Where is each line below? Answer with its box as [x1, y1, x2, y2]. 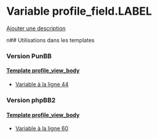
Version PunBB [6, 52, 52, 60]
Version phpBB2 [6, 96, 56, 104]
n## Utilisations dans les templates [6, 36, 95, 44]
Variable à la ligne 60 [15, 125, 69, 132]
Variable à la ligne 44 [15, 81, 69, 88]
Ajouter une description [6, 25, 66, 32]
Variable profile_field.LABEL [6, 4, 152, 18]
